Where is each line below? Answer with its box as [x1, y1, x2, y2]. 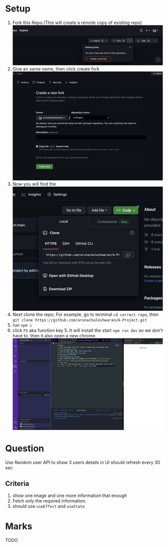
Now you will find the [12, 181, 56, 187]
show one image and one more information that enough [12, 492, 127, 498]
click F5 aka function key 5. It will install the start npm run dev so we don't [12, 327, 163, 333]
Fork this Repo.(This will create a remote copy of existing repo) [12, 20, 142, 26]
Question [5, 443, 44, 454]
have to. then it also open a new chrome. [12, 333, 96, 339]
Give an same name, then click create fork [12, 66, 100, 72]
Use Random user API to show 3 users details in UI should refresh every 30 [5, 459, 160, 465]
